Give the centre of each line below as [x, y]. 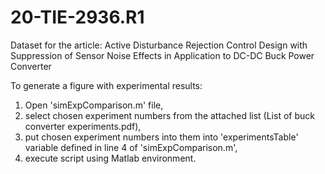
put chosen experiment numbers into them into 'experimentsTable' [161, 137]
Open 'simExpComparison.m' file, [94, 105]
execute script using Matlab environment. [110, 158]
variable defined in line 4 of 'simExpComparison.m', [131, 147]
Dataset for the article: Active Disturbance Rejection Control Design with [159, 45]
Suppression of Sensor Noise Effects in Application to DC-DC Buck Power [162, 55]
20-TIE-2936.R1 [77, 17]
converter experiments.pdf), [83, 126]
